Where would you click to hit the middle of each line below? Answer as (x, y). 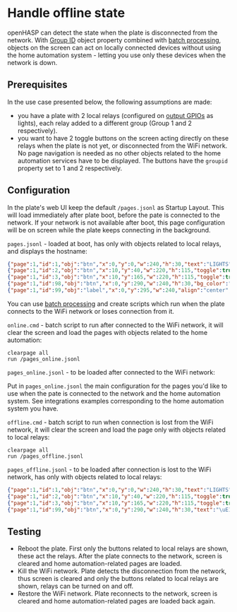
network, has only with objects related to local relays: (85, 477)
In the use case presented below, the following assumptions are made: (110, 102)
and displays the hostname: (48, 251)
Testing (24, 531)
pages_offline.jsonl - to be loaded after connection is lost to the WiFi (109, 469)
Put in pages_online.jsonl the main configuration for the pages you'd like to (117, 386)
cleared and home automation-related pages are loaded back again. (116, 601)
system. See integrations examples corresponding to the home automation (116, 401)
